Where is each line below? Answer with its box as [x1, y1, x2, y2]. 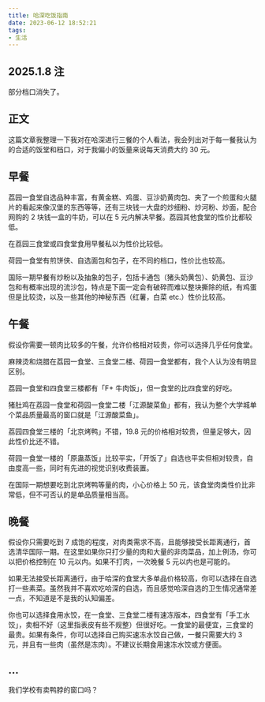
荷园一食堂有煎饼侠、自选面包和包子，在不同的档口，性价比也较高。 [8, 256, 230, 265]
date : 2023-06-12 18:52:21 [8, 19, 97, 27]
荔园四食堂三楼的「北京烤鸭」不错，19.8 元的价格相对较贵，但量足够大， [8, 427, 244, 436]
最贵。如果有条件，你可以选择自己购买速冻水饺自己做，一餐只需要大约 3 [8, 630, 243, 640]
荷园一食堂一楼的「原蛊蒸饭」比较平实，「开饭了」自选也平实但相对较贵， [8, 453, 247, 462]
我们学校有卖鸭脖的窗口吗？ [8, 685, 99, 695]
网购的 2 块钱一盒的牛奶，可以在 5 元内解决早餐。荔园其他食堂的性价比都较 [8, 212, 252, 222]
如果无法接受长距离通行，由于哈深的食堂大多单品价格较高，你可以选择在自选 [8, 573, 257, 584]
